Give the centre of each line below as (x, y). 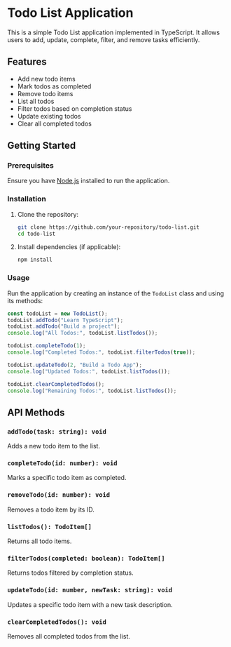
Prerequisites (30, 166)
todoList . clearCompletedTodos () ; (56, 384)
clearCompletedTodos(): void (57, 622)
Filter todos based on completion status (75, 108)
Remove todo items (45, 93)
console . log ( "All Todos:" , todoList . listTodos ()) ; (83, 333)
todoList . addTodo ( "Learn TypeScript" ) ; (65, 320)
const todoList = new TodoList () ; (58, 314)
